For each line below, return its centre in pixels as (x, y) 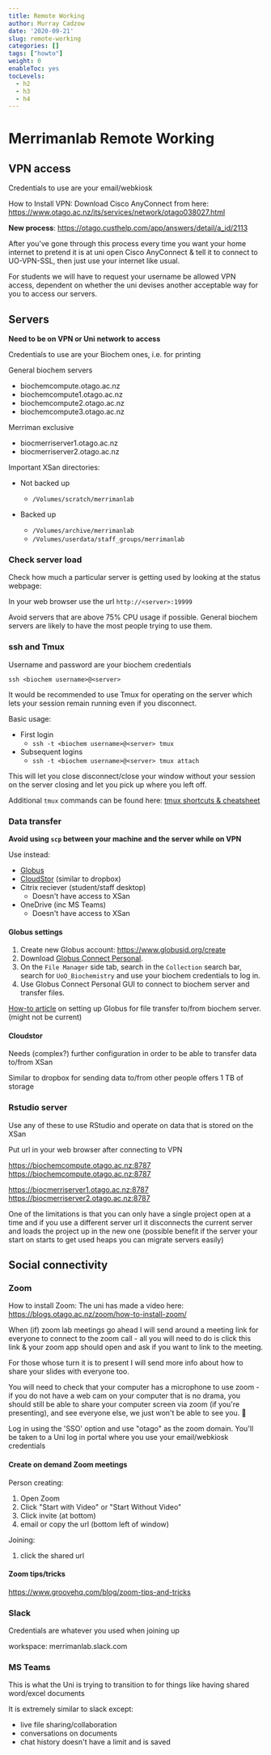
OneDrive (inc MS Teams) (63, 905)
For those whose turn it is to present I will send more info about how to (126, 1363)
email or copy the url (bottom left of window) (95, 1524)
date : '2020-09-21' (41, 31)
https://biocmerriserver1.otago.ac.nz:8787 (79, 1189)
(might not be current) (45, 1017)
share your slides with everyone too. (69, 1372)
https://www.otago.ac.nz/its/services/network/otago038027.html (117, 212)
